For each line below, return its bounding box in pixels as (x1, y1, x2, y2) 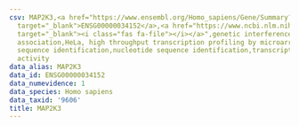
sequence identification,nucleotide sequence (17, 46, 190, 55)
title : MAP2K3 (9, 104, 62, 113)
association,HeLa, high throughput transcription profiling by (17, 37, 256, 47)
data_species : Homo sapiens (9, 87, 114, 96)
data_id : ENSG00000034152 (9, 71, 105, 80)
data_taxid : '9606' (9, 95, 82, 105)
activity (17, 54, 50, 63)
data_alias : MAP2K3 (9, 63, 82, 72)
